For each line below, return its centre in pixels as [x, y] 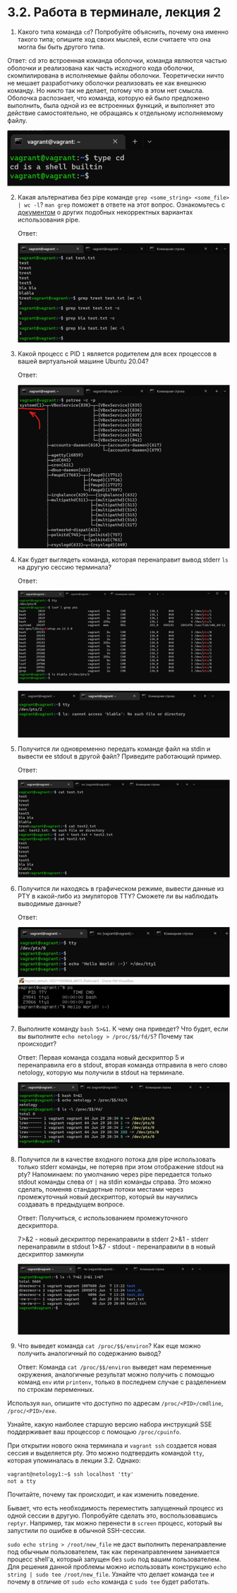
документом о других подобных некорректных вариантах [105, 212]
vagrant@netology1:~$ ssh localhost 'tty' [71, 1474]
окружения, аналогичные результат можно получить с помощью [116, 1374]
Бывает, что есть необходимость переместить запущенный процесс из [115, 1508]
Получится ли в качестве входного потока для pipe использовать [117, 1159]
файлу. [18, 120]
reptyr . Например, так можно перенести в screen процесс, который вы [115, 1523]
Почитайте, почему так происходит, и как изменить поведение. [103, 1494]
